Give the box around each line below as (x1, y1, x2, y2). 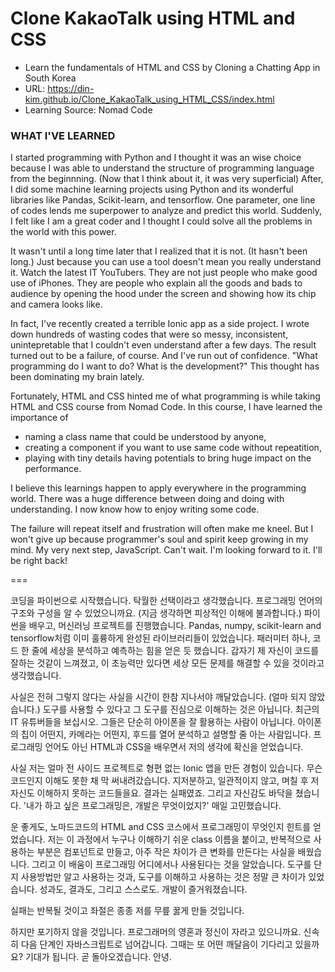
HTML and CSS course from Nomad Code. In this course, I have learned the (10, 401, 323, 413)
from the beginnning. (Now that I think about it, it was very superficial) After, (10, 173, 324, 185)
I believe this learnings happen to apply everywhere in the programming (10, 482, 307, 494)
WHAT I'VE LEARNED (10, 128, 116, 142)
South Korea (24, 72, 77, 84)
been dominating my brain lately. (10, 371, 145, 383)
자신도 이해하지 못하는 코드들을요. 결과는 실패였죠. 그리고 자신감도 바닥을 (10, 787, 293, 799)
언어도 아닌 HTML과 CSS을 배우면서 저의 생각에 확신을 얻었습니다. (44, 741, 304, 753)
